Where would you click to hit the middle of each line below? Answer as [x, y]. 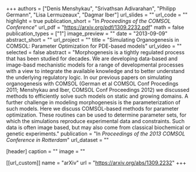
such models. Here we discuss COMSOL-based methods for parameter [92, 109]
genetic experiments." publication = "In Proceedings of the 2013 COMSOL [96, 134]
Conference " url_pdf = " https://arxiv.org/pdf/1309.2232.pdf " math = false [95, 27]
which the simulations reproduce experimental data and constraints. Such [95, 121]
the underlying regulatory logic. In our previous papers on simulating [89, 77]
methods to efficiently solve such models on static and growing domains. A [97, 96]
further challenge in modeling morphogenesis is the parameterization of [93, 102]
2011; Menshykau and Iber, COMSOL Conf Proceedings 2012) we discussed [98, 90]
